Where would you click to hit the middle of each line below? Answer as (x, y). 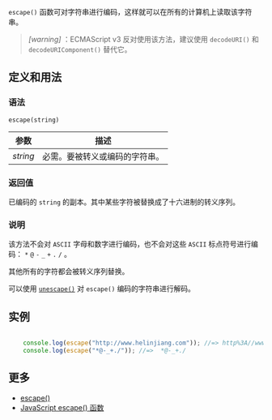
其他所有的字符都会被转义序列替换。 (69, 272)
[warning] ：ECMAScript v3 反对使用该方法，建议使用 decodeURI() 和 (143, 39)
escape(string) (34, 120)
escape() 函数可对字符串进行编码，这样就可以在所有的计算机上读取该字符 (130, 12)
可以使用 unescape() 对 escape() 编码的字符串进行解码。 (102, 289)
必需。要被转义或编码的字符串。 (103, 156)
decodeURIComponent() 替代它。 (80, 49)
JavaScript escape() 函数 (62, 407)
